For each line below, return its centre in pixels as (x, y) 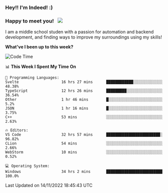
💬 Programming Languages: (32, 78)
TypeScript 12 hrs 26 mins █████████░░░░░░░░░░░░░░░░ (84, 91)
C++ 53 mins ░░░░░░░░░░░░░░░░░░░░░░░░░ (84, 117)
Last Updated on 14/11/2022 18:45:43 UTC (49, 185)
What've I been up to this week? (39, 47)
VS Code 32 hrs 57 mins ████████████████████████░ (84, 135)
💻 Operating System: (28, 166)
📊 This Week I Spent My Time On (41, 67)
